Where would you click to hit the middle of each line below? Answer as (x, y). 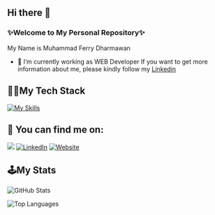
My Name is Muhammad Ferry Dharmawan (69, 48)
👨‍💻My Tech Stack (46, 91)
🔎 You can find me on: (55, 129)
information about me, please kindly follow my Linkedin (97, 69)
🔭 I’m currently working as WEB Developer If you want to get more (112, 61)
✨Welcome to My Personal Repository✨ (76, 33)
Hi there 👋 (29, 13)
